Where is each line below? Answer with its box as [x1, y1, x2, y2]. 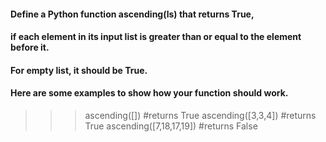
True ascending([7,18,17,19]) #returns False [84, 120, 258, 132]
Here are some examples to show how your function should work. [10, 87, 289, 99]
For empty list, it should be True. [10, 64, 148, 76]
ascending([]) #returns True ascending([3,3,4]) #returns [84, 109, 317, 121]
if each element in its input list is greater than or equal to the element [10, 31, 302, 43]
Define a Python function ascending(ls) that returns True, [10, 8, 255, 20]
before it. [10, 41, 50, 54]
